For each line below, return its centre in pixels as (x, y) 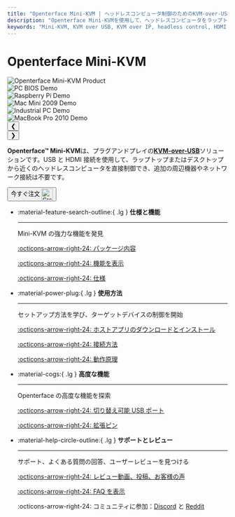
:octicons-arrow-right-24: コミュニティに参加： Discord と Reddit (111, 506)
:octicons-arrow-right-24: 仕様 (62, 278)
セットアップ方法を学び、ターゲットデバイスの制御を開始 (100, 315)
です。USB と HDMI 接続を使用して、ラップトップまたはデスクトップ (124, 160)
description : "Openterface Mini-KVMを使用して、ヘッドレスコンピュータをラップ (115, 20)
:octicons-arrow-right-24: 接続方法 (67, 345)
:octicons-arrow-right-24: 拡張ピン (67, 425)
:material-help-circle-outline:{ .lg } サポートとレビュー (95, 440)
